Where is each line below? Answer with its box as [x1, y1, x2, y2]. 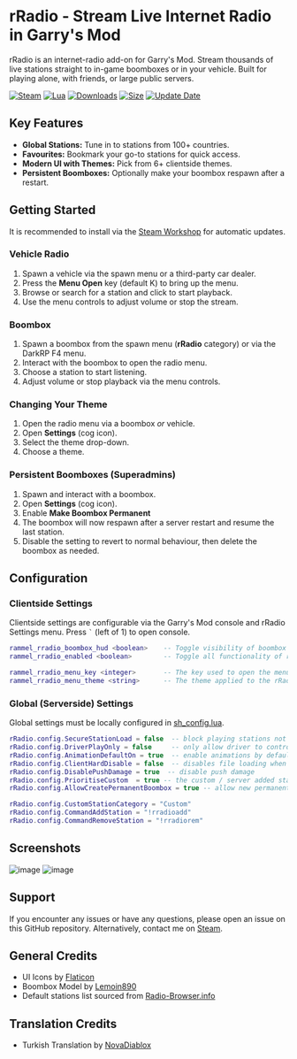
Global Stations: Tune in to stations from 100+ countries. [21, 139, 230, 150]
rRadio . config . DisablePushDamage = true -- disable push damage [9, 767, 255, 776]
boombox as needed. [21, 545, 100, 556]
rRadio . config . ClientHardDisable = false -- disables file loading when [9, 759, 287, 768]
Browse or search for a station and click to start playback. [21, 287, 232, 297]
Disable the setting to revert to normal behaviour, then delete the [21, 535, 258, 546]
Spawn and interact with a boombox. [21, 488, 156, 499]
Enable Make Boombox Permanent [21, 507, 151, 518]
